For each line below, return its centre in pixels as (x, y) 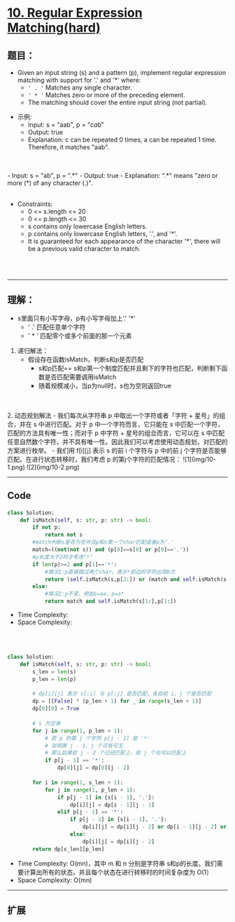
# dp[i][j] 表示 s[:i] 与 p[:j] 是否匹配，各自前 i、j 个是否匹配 (122, 694)
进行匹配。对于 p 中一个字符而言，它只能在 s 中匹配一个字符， (134, 424)
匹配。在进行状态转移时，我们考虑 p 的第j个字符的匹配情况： (94, 459)
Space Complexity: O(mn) (55, 880)
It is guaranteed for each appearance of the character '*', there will (124, 241)
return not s (63, 535)
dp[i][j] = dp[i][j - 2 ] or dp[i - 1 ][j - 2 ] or (155, 827)
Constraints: (35, 204)
